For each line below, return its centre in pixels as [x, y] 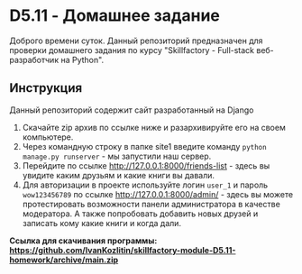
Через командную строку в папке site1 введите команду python [145, 146]
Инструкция [46, 88]
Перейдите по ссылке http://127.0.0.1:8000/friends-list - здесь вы [146, 165]
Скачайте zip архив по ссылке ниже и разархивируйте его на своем [154, 127]
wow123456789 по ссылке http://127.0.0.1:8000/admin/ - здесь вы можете [158, 194]
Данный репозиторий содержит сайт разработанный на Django [132, 110]
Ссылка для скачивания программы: [83, 241]
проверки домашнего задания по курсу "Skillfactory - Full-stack [132, 50]
